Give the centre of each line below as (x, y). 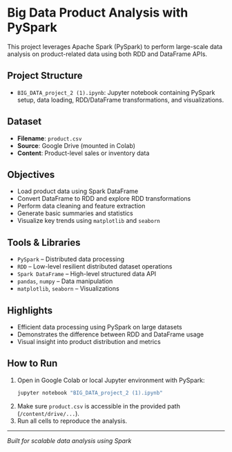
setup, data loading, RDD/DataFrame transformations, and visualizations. (120, 100)
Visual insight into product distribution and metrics (89, 342)
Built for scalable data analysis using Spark (69, 440)
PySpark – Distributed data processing (71, 259)
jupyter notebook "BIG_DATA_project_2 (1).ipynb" (90, 392)
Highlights (30, 310)
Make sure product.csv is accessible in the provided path (99, 406)
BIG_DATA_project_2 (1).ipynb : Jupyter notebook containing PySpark (116, 92)
